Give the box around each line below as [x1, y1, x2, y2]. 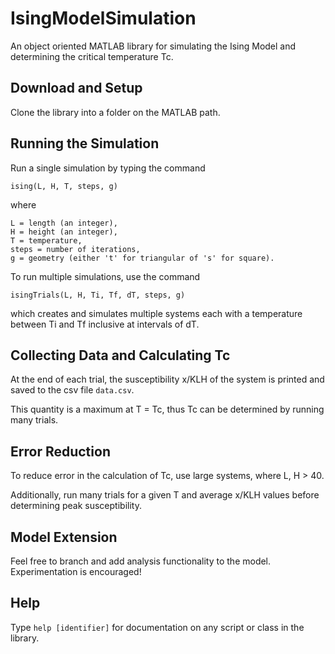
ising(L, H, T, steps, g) [10, 181, 118, 191]
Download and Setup [10, 80, 143, 97]
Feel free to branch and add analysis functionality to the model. [10, 555, 272, 567]
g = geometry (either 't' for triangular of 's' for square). [10, 253, 275, 263]
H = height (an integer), [10, 227, 118, 237]
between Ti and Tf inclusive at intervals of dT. [10, 318, 200, 330]
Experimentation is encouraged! [10, 566, 142, 577]
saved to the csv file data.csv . [10, 384, 135, 396]
